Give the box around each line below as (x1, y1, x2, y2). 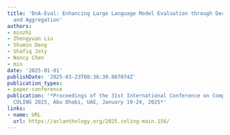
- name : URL (7, 111, 41, 118)
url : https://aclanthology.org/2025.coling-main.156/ (13, 117, 170, 125)
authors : (7, 22, 32, 29)
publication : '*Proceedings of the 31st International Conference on (7, 93, 210, 100)
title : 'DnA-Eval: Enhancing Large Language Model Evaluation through (7, 10, 213, 17)
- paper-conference (7, 86, 63, 93)
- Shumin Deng (7, 42, 48, 48)
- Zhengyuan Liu (7, 35, 53, 42)
